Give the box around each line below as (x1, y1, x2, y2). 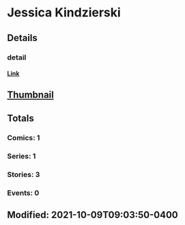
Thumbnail (7, 89, 55, 101)
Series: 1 (7, 151, 36, 161)
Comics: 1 (7, 133, 40, 142)
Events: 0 (7, 188, 40, 198)
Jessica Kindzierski (7, 5, 121, 21)
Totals (7, 112, 34, 124)
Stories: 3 (7, 170, 40, 179)
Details (7, 32, 38, 44)
